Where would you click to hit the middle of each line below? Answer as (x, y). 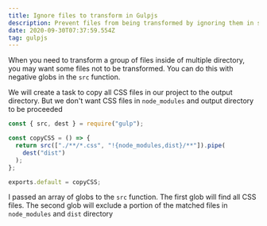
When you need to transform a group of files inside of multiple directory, (126, 60)
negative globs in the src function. (64, 77)
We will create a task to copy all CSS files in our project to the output (120, 93)
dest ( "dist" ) (44, 153)
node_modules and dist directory (61, 214)
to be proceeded (36, 109)
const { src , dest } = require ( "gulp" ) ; (76, 124)
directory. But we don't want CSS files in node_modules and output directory (131, 101)
